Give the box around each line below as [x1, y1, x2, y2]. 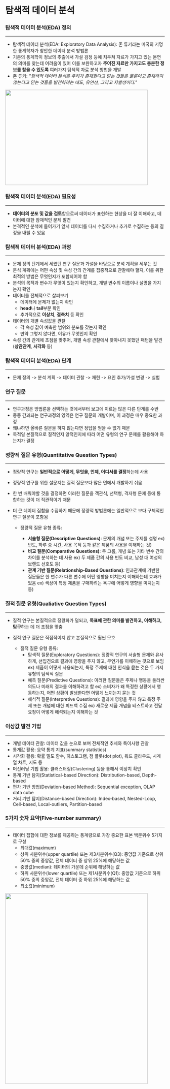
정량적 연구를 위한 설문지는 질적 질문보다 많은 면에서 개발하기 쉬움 [12, 479, 143, 485]
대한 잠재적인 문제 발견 [26, 216, 71, 223]
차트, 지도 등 [18, 759, 42, 765]
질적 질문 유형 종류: [20, 645, 58, 651]
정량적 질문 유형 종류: [20, 524, 62, 531]
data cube [12, 789, 34, 795]
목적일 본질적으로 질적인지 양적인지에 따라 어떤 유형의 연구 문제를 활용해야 [12, 431, 159, 437]
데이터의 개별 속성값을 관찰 [12, 318, 66, 324]
